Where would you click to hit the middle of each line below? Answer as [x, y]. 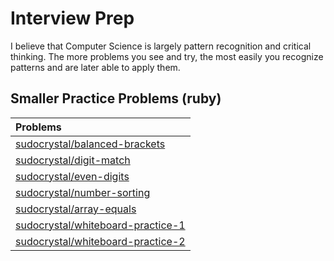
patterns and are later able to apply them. [95, 67]
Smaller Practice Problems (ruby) [116, 98]
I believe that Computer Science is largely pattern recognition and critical [161, 46]
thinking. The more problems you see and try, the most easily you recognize [167, 56]
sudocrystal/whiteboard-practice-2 [100, 241]
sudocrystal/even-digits [72, 176]
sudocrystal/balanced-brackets [90, 144]
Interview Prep [72, 18]
